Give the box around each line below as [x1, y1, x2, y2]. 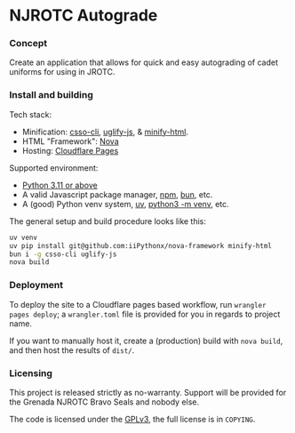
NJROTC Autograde [9, 5, 158, 26]
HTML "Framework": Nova [21, 135, 120, 147]
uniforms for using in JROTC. [9, 67, 116, 77]
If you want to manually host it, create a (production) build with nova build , [9, 335, 283, 346]
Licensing [9, 366, 53, 379]
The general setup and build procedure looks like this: [9, 215, 207, 227]
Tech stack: [9, 108, 52, 120]
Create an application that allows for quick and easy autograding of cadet [9, 57, 278, 68]
